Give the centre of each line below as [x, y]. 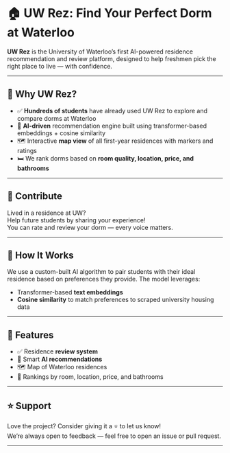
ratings [27, 150]
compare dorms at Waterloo [56, 118]
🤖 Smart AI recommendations [60, 359]
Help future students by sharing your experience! [76, 220]
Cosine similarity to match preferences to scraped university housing [115, 300]
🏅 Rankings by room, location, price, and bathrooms [90, 377]
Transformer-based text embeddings [70, 292]
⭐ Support [29, 406]
